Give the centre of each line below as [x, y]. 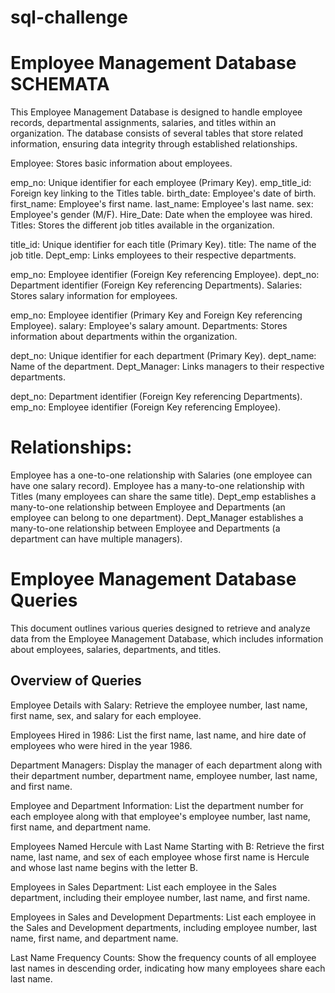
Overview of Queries [76, 681]
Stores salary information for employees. [94, 296]
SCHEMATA [60, 84]
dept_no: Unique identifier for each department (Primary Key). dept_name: [163, 356]
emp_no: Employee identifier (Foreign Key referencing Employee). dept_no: [165, 275]
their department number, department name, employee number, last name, [164, 775]
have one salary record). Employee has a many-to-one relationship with [157, 486]
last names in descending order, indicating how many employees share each [168, 968]
